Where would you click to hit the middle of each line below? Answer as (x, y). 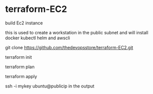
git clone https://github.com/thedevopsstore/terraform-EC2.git (69, 47)
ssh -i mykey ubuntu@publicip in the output (50, 86)
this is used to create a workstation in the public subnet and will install (77, 32)
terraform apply (21, 76)
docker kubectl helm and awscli (38, 38)
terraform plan (20, 67)
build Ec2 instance (24, 23)
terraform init (19, 57)
